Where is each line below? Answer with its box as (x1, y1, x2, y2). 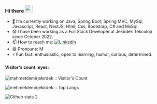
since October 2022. (12, 34, 53, 39)
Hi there (5, 7, 24, 14)
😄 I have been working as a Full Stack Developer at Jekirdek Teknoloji (12, 29, 152, 35)
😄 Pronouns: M (12, 46, 43, 52)
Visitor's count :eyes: (5, 64, 49, 70)
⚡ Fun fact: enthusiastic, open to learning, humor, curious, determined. (12, 52, 153, 57)
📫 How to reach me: (12, 39, 54, 45)
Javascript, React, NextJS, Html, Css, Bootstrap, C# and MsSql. (12, 24, 139, 29)
